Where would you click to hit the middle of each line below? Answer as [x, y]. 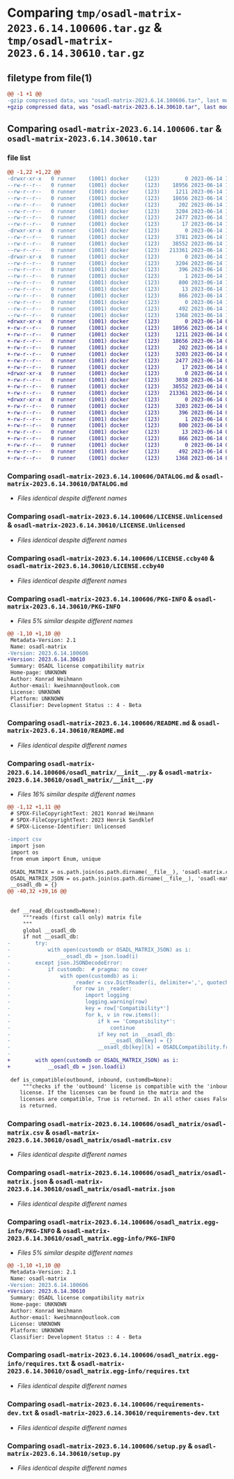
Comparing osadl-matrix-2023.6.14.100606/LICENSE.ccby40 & [111, 558]
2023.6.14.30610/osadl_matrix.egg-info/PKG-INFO [91, 1238]
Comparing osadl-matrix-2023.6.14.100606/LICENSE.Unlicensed [115, 516]
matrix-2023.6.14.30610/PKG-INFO [64, 606]
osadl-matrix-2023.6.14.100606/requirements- [126, 1404]
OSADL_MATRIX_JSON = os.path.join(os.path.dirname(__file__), [102, 878]
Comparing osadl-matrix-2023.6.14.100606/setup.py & [100, 1446]
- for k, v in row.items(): [84, 1014]
